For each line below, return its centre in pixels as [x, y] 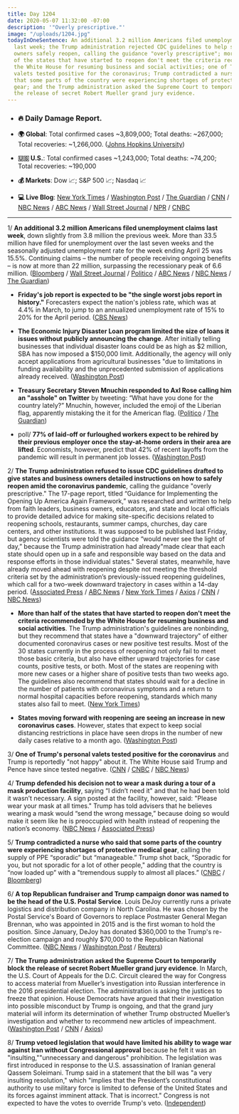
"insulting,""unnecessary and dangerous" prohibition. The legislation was [115, 1058]
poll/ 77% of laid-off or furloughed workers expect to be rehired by [118, 434]
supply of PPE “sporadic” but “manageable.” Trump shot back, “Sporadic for [119, 858]
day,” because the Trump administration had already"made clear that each [116, 547]
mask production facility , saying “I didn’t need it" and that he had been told [118, 791]
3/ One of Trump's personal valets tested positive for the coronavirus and [118, 755]
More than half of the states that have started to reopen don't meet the [124, 614]
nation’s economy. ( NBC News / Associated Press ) [81, 829]
